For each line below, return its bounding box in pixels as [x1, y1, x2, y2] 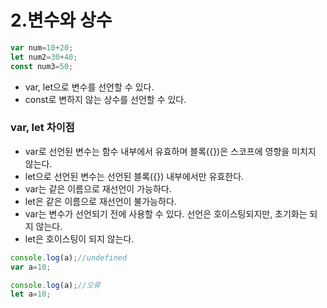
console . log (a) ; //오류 [10, 280, 101, 290]
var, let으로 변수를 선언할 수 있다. [24, 81, 155, 93]
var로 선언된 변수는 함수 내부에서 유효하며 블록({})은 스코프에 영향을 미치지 [24, 145, 317, 157]
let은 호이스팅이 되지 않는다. [24, 232, 135, 245]
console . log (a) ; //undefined [10, 252, 128, 263]
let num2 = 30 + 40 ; [10, 52, 78, 62]
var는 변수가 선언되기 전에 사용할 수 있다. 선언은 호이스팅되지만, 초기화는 [24, 207, 308, 220]
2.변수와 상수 [10, 9, 113, 32]
